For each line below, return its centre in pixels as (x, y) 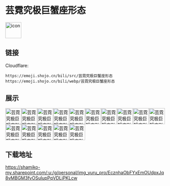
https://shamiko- (23, 167)
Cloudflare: (17, 65)
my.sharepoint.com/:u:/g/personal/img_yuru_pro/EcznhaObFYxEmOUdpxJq (85, 173)
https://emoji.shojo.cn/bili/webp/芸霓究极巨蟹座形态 (60, 81)
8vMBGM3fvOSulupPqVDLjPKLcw (41, 178)
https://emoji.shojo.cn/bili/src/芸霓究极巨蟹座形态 (59, 76)
